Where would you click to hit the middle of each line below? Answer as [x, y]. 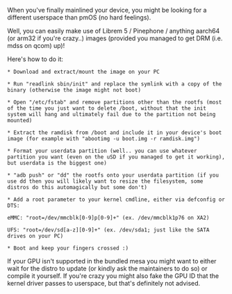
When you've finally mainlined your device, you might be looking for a [107, 10]
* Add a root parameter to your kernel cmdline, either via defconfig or [116, 199]
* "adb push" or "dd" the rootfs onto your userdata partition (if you [113, 175]
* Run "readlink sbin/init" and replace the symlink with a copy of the [115, 84]
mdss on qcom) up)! [36, 46]
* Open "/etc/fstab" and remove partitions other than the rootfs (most [115, 102]
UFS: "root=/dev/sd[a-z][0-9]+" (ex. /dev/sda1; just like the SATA [108, 230]
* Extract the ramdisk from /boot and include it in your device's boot [115, 133]
